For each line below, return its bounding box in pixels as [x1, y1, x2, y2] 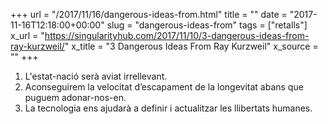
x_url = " [10, 30, 45, 41]
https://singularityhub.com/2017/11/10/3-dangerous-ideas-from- [44, 30, 310, 41]
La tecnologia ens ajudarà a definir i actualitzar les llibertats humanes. [24, 102, 313, 114]
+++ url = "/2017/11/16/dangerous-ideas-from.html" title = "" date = [10, 9, 288, 20]
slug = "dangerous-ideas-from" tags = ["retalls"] [106, 19, 308, 31]
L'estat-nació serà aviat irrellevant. [24, 70, 168, 82]
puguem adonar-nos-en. [24, 92, 127, 103]
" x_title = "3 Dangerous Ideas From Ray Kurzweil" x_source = [64, 40, 319, 52]
